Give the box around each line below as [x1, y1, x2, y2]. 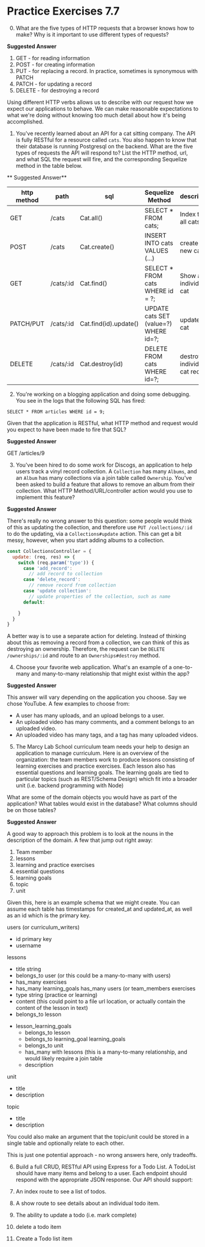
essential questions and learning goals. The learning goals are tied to [15, 769, 189, 776]
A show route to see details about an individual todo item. [15, 1200, 160, 1207]
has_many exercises [15, 978, 67, 986]
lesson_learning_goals [15, 1023, 72, 1030]
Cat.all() [79, 214, 103, 222]
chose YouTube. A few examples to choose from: [7, 700, 130, 707]
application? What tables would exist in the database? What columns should [7, 800, 197, 807]
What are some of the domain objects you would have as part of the [7, 794, 177, 801]
